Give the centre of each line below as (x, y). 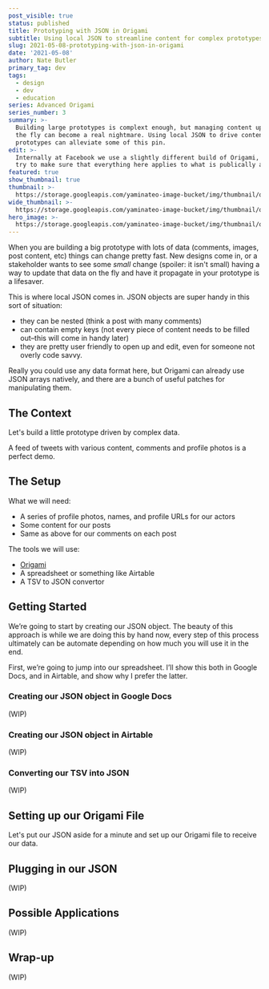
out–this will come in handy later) (74, 338)
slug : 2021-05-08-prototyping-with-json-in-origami (96, 46)
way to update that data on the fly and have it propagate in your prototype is (134, 273)
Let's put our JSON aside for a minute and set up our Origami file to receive (133, 835)
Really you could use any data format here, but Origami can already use (126, 371)
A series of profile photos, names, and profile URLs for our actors (128, 516)
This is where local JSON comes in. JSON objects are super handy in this (129, 297)
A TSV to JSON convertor (62, 582)
